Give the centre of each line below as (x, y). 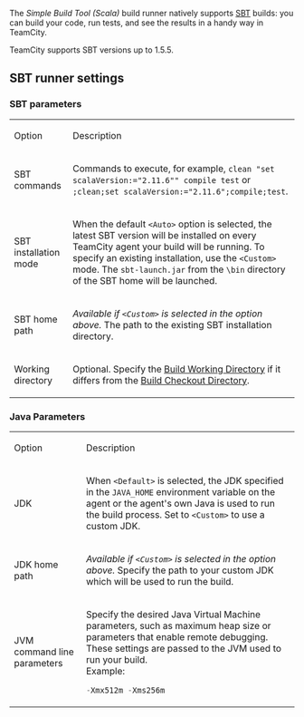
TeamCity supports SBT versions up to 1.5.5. (92, 50)
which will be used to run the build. (160, 581)
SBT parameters (46, 104)
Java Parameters (47, 416)
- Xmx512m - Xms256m (125, 690)
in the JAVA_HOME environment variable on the (180, 491)
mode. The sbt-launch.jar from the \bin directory (179, 269)
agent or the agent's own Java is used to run (180, 503)
